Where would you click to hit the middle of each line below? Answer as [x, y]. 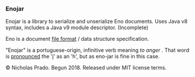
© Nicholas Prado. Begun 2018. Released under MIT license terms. [86, 68]
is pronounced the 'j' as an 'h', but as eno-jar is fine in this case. [83, 57]
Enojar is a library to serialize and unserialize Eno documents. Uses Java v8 [97, 22]
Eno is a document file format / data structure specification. [77, 39]
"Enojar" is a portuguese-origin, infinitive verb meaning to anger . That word [97, 50]
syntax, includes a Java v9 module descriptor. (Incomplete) [77, 27]
